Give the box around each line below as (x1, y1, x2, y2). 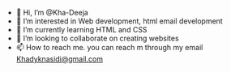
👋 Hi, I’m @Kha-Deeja (15, 8, 89, 17)
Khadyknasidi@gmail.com (15, 54, 104, 64)
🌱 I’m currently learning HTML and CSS (15, 25, 148, 34)
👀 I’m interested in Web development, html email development (15, 16, 223, 26)
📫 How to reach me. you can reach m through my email (15, 43, 203, 52)
